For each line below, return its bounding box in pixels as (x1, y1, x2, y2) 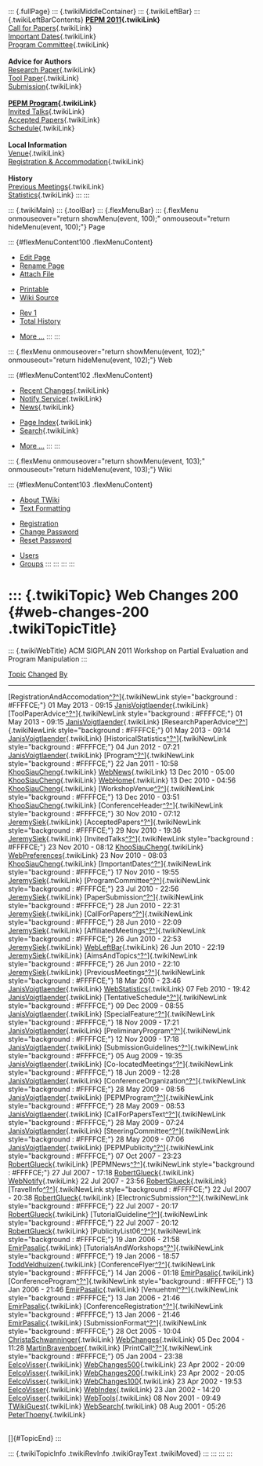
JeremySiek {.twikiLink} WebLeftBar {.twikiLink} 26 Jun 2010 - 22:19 (8, 942, 225, 951)
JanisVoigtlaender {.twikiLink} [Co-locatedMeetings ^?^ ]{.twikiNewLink (8, 1059, 233, 1068)
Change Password (19, 527, 79, 537)
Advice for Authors (8, 57, 72, 66)
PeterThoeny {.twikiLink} (8, 1409, 86, 1419)
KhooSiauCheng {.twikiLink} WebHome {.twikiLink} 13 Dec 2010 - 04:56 (8, 775, 236, 785)
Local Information (8, 141, 67, 149)
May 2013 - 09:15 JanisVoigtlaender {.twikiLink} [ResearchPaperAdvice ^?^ (8, 717, 246, 726)
